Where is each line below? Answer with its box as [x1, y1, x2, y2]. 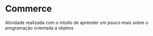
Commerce [5, 3, 52, 14]
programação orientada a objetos [5, 24, 74, 30]
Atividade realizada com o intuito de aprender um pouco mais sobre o [5, 19, 149, 25]
